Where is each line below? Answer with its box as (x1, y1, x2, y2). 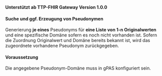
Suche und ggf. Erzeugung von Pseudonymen (5, 15, 103, 21)
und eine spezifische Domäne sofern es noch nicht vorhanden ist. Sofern (5, 32, 157, 38)
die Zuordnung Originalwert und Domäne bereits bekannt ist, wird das (5, 37, 150, 43)
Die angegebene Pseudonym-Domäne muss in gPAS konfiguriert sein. (5, 65, 151, 71)
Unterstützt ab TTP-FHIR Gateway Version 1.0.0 (5, 4, 107, 10)
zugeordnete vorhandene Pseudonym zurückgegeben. (5, 42, 120, 49)
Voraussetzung (5, 54, 38, 60)
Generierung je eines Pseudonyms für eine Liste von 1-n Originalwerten (5, 27, 156, 33)
